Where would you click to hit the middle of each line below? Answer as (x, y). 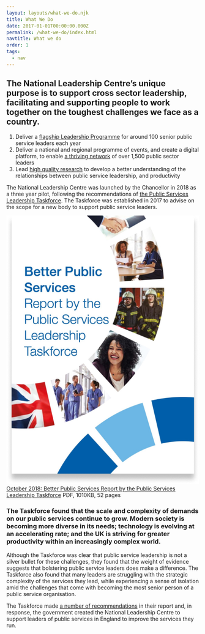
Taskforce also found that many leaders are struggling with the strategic (97, 574)
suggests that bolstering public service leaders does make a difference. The (102, 568)
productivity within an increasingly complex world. (84, 542)
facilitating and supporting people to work (88, 103)
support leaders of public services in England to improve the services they (100, 619)
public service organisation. (41, 594)
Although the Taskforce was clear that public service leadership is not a (97, 555)
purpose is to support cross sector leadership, (97, 93)
